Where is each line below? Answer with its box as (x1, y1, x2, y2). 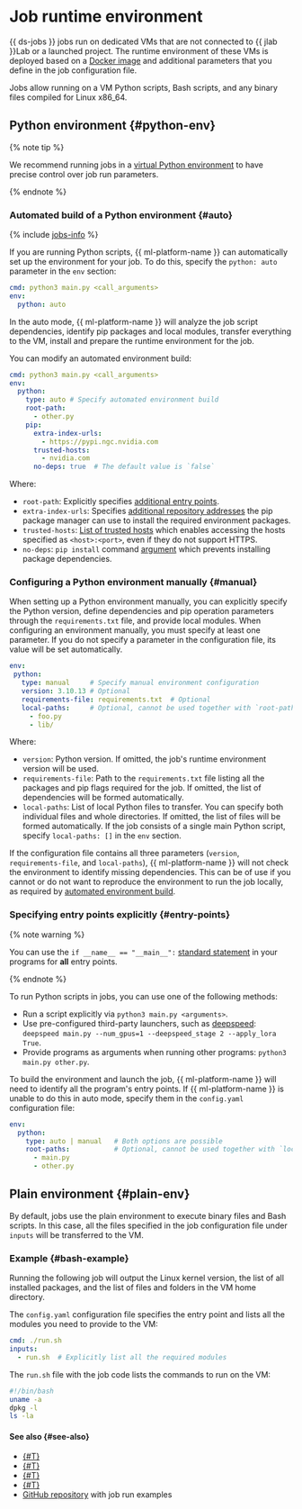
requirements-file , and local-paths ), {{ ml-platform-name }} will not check (9, 857, 289, 868)
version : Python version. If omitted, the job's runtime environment (22, 754, 267, 764)
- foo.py (29, 711, 63, 721)
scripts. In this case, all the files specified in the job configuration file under (9, 1220, 288, 1231)
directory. (9, 1292, 45, 1303)
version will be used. (22, 764, 99, 774)
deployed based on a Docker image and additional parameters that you (9, 55, 272, 66)
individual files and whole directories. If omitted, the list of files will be (22, 811, 281, 822)
